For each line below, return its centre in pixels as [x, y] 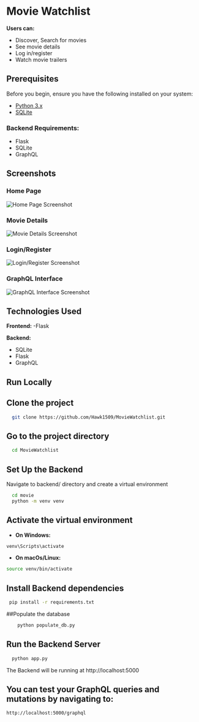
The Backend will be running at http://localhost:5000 [73, 670]
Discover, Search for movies [51, 40]
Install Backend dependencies [65, 588]
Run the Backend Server [54, 644]
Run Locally [29, 382]
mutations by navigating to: [60, 699]
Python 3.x [29, 105]
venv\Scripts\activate [35, 546]
